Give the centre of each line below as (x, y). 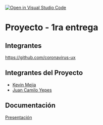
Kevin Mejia (24, 85)
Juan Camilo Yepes (32, 90)
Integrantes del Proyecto (44, 73)
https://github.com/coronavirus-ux (40, 57)
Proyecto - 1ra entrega (52, 28)
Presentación (19, 117)
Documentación (30, 106)
